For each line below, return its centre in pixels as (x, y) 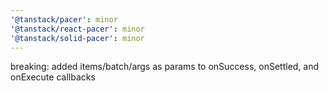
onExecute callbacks (53, 77)
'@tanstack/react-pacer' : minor (77, 29)
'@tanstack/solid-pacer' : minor (77, 38)
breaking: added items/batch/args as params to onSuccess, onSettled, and (165, 67)
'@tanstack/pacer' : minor (64, 19)
